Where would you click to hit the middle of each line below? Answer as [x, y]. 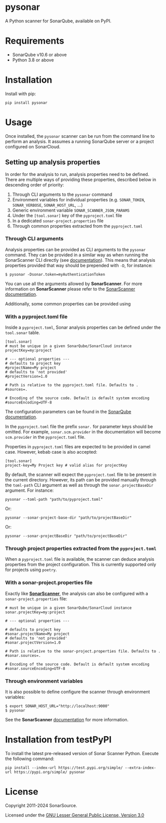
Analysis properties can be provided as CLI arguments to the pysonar [76, 249]
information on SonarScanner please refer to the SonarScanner [70, 289]
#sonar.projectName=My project [37, 634]
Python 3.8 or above [33, 60]
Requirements [35, 41]
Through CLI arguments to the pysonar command [62, 194]
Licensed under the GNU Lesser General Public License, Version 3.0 [75, 815]
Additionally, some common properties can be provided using [68, 303]
